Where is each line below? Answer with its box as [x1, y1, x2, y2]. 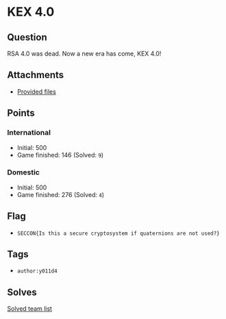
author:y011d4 [16, 268, 58, 275]
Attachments [7, 69, 64, 81]
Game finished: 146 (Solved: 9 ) [16, 151, 104, 159]
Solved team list [7, 305, 53, 313]
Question [7, 31, 47, 43]
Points [7, 107, 36, 119]
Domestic [7, 168, 40, 177]
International [7, 128, 51, 138]
